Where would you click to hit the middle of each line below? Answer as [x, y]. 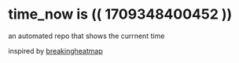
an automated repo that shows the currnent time [86, 36]
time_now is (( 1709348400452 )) [120, 14]
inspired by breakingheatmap [56, 51]
